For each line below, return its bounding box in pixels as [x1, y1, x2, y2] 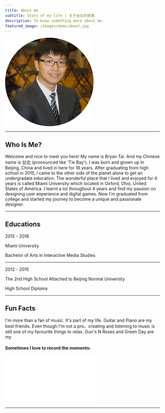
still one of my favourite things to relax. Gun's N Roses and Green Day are [5, 329, 154, 334]
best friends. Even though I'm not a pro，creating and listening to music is [5, 323, 155, 329]
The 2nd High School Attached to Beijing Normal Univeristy [5, 275, 125, 282]
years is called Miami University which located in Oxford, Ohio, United [5, 181, 146, 187]
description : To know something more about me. [5, 18, 105, 23]
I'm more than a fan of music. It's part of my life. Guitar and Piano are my [5, 317, 152, 323]
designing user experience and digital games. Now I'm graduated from [5, 191, 148, 197]
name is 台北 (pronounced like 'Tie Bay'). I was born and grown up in [5, 160, 144, 165]
